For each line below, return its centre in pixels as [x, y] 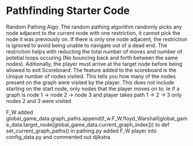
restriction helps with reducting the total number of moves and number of [94, 51]
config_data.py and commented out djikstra [58, 137]
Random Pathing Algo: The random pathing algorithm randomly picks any [94, 27]
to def [162, 124]
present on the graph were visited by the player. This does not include [90, 82]
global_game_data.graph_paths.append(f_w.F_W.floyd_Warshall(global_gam [97, 118]
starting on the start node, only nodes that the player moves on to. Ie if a [93, 88]
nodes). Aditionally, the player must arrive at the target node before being [94, 64]
